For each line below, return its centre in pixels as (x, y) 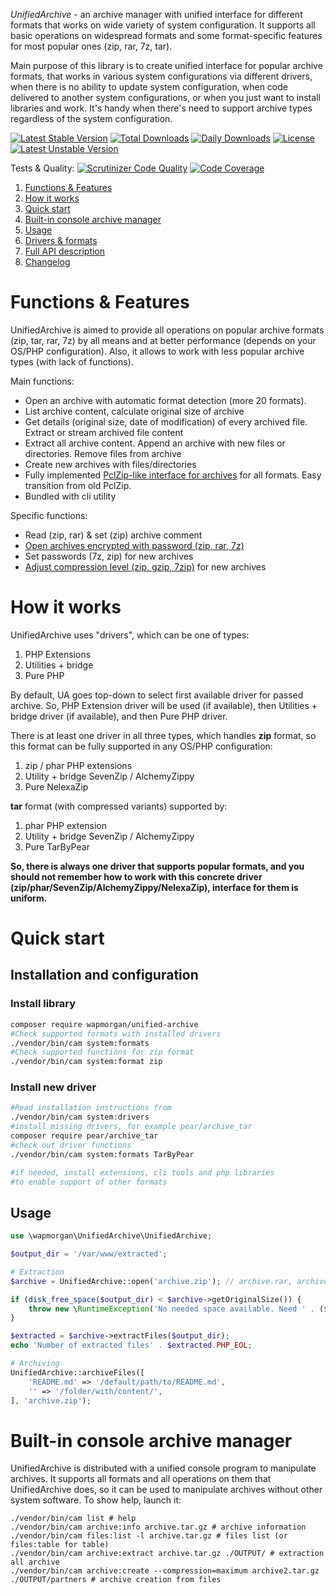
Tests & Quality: (42, 168)
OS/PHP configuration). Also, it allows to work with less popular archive (157, 351)
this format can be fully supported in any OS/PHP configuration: (141, 746)
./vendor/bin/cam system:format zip (86, 1062)
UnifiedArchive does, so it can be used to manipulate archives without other (166, 1490)
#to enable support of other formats (89, 1182)
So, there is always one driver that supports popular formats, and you (157, 866)
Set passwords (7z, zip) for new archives (109, 556)
